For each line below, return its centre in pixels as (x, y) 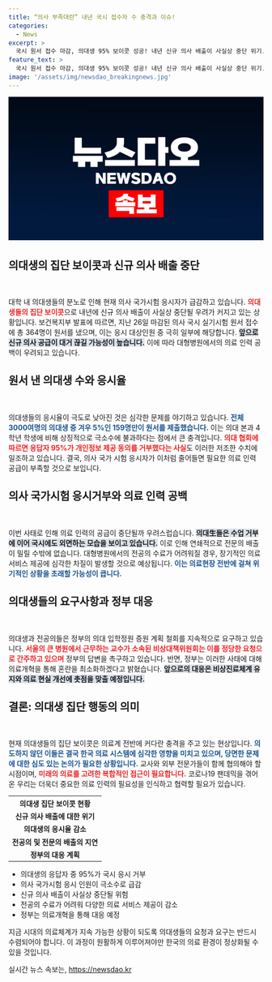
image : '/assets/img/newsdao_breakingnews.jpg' (90, 77)
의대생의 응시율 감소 (55, 829)
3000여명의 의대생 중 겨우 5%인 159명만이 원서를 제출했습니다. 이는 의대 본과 (131, 427)
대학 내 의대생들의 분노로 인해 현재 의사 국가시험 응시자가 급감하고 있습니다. (127, 302)
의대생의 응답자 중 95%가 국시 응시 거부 (83, 874)
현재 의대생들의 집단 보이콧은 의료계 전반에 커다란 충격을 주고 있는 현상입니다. (130, 744)
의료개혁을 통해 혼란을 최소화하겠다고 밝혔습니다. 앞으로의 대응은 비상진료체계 (130, 668)
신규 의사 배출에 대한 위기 (55, 817)
